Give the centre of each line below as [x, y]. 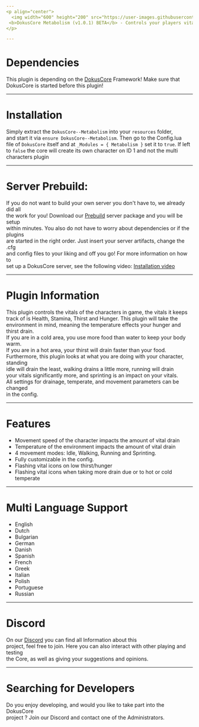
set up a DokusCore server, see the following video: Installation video [91, 266]
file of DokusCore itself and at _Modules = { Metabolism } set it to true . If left [98, 144]
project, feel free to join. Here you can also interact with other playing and [96, 646]
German [25, 543]
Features [28, 424]
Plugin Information [53, 296]
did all [14, 209]
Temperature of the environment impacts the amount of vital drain [95, 446]
